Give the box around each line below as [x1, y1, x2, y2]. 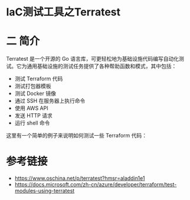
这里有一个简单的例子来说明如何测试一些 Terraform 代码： [6, 132, 148, 139]
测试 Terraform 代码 [14, 75, 63, 83]
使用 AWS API [14, 104, 48, 112]
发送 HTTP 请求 [14, 112, 53, 119]
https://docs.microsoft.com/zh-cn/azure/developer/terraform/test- [14, 181, 177, 188]
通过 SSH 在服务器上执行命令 [14, 97, 86, 104]
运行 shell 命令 [14, 119, 50, 127]
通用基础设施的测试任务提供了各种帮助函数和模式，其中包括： [26, 63, 177, 70]
